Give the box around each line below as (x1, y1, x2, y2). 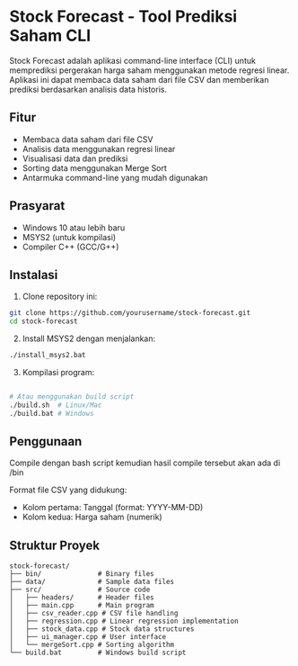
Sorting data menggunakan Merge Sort (22, 162, 168, 173)
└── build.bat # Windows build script (9, 648, 187, 658)
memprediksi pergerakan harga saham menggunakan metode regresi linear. (9, 65, 290, 76)
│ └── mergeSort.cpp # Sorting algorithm (9, 641, 175, 650)
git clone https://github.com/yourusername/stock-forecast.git (9, 309, 251, 318)
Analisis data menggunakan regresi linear (22, 143, 176, 154)
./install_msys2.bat (9, 351, 87, 360)
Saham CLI (9, 25, 92, 46)
